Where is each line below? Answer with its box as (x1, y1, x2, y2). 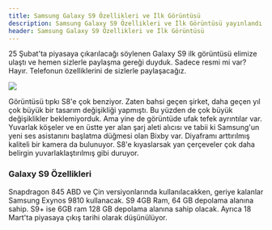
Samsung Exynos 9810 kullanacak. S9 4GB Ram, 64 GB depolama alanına (8, 195, 254, 205)
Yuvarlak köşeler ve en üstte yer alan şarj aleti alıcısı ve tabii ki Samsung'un (8, 123, 260, 132)
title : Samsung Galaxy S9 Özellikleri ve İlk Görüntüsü (8, 11, 201, 20)
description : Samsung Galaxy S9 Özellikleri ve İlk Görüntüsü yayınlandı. (8, 19, 266, 27)
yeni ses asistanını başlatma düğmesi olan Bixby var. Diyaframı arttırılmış (8, 131, 250, 141)
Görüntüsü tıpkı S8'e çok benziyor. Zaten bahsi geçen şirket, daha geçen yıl (8, 97, 261, 107)
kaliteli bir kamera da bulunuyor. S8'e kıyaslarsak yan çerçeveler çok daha (8, 140, 255, 149)
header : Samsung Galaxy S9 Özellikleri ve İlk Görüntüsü (8, 27, 205, 35)
